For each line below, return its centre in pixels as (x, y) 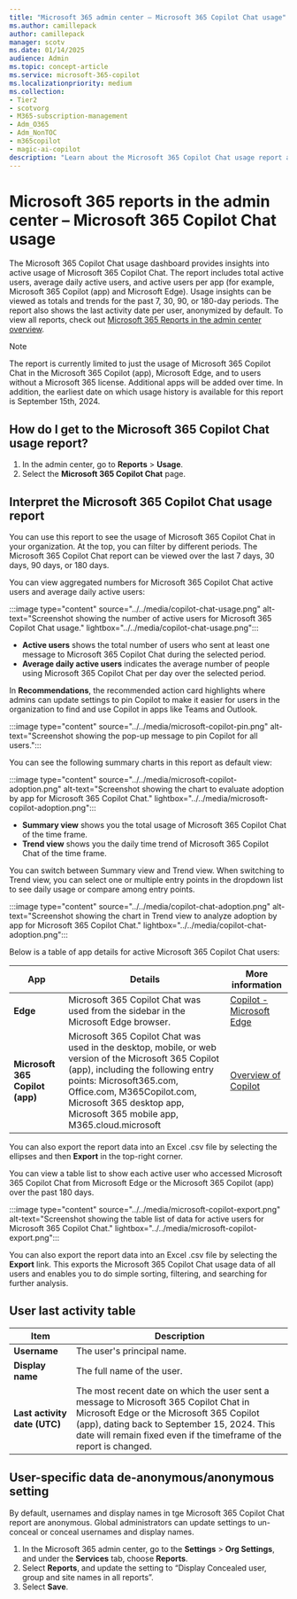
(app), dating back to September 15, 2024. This (175, 1423)
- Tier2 (23, 100)
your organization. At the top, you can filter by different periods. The (133, 547)
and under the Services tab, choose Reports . (105, 1558)
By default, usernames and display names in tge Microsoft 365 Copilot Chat (147, 1513)
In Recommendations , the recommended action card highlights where (137, 690)
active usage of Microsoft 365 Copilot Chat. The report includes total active (147, 273)
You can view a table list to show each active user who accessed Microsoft (146, 1174)
